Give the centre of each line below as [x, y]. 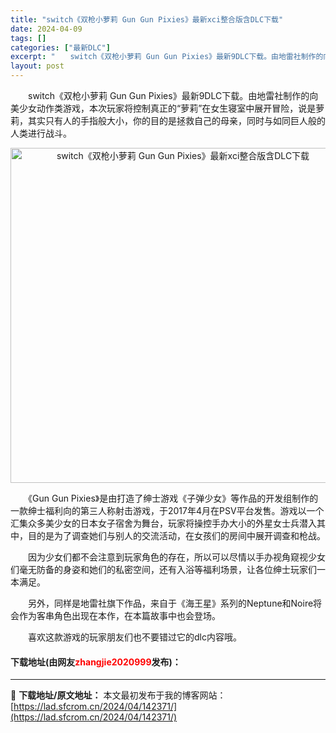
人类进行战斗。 [41, 133]
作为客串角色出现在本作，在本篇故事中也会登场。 [119, 615]
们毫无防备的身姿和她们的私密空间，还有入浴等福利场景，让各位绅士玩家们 [163, 569]
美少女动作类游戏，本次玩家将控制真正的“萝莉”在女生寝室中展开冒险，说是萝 [167, 108]
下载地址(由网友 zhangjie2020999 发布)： [96, 662]
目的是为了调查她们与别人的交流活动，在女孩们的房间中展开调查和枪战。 [176, 535]
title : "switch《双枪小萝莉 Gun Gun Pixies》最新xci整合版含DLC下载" [147, 19]
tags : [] [28, 38]
